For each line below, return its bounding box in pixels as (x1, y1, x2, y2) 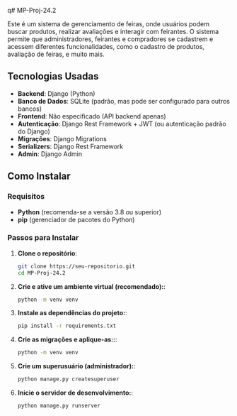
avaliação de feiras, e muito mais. (7, 50, 105, 58)
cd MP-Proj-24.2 (17, 269, 66, 276)
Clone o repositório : (17, 248, 78, 258)
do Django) (17, 127, 51, 136)
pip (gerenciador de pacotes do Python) (17, 215, 135, 224)
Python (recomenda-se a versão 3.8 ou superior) (17, 207, 162, 216)
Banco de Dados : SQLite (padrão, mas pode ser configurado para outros (17, 97, 230, 105)
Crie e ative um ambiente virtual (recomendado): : (17, 282, 166, 290)
